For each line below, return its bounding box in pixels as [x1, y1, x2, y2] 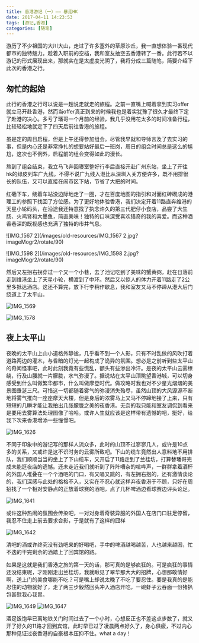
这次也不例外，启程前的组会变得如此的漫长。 [16, 150, 126, 157]
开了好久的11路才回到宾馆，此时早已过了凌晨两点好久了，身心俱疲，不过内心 [6, 622, 192, 629]
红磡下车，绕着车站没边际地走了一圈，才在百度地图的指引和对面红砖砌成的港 [6, 191, 193, 198]
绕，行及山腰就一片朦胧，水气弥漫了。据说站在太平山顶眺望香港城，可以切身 [6, 372, 193, 379]
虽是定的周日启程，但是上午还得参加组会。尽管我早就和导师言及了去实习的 [6, 135, 188, 143]
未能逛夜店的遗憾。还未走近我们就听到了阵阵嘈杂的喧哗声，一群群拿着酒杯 [11, 463, 193, 470]
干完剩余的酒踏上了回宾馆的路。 [21, 548, 99, 556]
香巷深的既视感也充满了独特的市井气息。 [6, 220, 105, 228]
